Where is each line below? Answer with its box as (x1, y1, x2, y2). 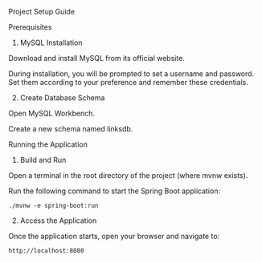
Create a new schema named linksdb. (8, 124, 133, 133)
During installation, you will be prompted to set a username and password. (8, 69, 255, 79)
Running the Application (8, 140, 88, 149)
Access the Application (19, 216, 97, 225)
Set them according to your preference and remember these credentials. (8, 78, 249, 87)
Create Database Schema (19, 93, 105, 103)
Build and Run (19, 156, 67, 164)
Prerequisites (8, 22, 52, 31)
